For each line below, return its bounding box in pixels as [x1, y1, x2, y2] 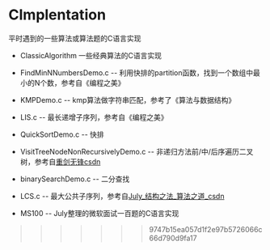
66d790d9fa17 [149, 233, 197, 243]
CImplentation [8, 6, 107, 24]
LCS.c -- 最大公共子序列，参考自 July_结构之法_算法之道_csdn [19, 191, 225, 201]
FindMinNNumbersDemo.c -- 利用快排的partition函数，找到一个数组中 [19, 67, 254, 78]
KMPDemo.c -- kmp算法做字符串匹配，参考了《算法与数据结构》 [19, 95, 236, 104]
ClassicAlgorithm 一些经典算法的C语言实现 [19, 50, 162, 60]
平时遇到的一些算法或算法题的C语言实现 [8, 33, 141, 43]
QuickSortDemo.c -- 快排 [19, 129, 105, 139]
